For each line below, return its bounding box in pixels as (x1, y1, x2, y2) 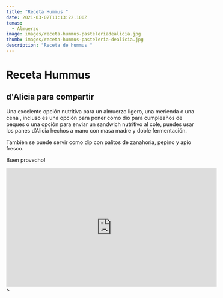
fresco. (6, 145, 24, 152)
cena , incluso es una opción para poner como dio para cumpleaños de (6, 114, 183, 121)
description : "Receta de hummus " (6, 43, 93, 49)
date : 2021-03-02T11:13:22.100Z (6, 14, 87, 20)
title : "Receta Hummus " (6, 8, 69, 15)
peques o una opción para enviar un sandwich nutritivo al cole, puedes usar (6, 121, 194, 128)
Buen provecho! (6, 156, 46, 164)
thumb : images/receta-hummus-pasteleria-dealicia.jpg (6, 37, 144, 43)
